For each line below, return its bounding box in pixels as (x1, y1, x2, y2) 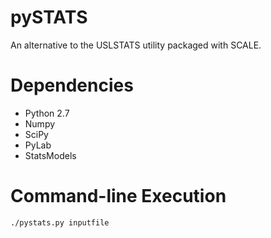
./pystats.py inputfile (10, 217, 110, 228)
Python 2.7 (24, 107, 70, 119)
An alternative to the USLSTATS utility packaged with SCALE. (10, 39, 262, 51)
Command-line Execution (10, 185, 227, 208)
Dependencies (10, 74, 134, 97)
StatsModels (24, 149, 77, 161)
